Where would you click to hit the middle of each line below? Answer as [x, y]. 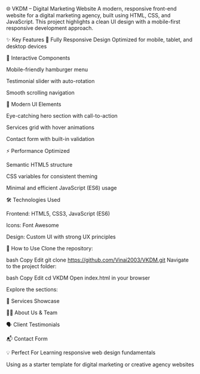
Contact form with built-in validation [50, 139]
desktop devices [27, 46]
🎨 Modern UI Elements [34, 104]
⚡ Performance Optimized [38, 151]
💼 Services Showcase [33, 301]
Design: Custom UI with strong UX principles [61, 237]
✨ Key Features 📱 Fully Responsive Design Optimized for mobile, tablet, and [99, 39]
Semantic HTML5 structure [39, 165]
